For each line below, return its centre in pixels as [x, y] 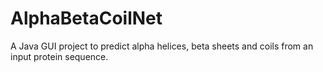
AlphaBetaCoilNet [86, 18]
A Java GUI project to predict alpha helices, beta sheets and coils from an [162, 46]
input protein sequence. [59, 56]
